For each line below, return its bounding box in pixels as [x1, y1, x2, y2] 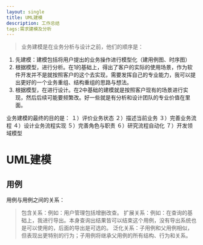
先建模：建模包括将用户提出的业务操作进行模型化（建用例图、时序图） [15, 56, 191, 64]
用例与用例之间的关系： [6, 196, 65, 204]
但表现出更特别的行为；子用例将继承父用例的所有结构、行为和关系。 [21, 232, 191, 240]
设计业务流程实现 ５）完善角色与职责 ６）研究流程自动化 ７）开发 [23, 122, 188, 129]
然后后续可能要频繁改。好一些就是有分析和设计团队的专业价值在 [25, 94, 185, 101]
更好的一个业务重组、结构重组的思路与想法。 [20, 79, 132, 86]
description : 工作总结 [6, 20, 60, 26]
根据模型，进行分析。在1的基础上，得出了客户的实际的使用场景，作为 [15, 64, 188, 71]
